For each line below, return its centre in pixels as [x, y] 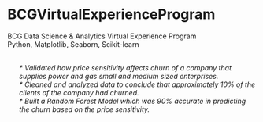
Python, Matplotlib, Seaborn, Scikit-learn [73, 44]
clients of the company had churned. [79, 92]
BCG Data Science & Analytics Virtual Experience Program [102, 36]
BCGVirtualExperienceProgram [111, 14]
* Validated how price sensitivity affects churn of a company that [125, 67]
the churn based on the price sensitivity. [84, 109]
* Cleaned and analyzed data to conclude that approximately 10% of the [137, 84]
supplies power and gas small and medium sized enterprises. [119, 76]
